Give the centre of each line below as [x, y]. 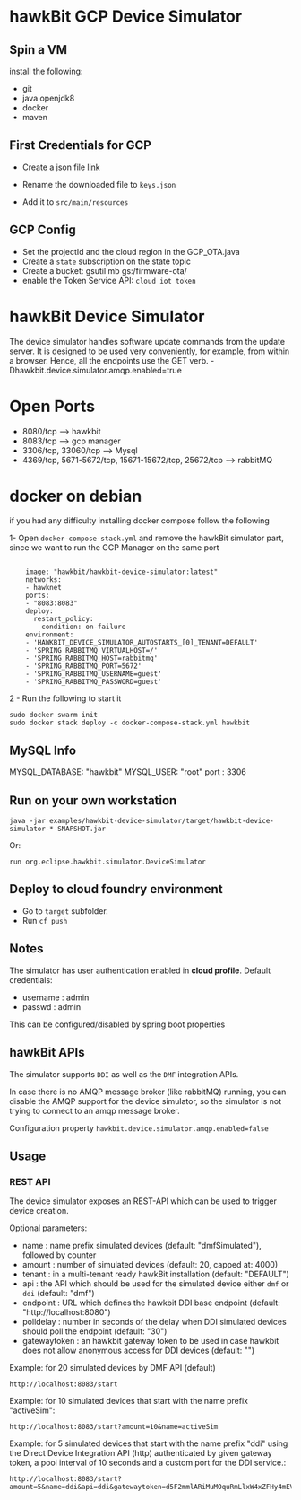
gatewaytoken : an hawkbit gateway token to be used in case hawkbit [150, 1341]
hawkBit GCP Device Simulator [126, 17]
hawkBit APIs [47, 1053]
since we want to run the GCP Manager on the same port [114, 548]
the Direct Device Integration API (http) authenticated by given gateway [141, 1453]
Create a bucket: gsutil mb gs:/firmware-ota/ [105, 270]
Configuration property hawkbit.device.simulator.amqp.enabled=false [139, 1127]
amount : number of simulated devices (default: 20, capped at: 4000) [150, 1265]
